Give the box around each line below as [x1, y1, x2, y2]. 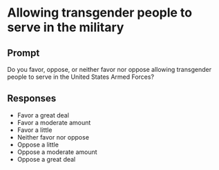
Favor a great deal [17, 111, 69, 119]
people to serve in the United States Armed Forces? [7, 73, 154, 81]
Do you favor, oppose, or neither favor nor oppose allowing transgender [7, 66, 212, 73]
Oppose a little [17, 140, 59, 149]
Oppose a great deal [17, 155, 76, 163]
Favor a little [17, 126, 53, 134]
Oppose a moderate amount [17, 147, 98, 156]
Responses [7, 93, 57, 104]
